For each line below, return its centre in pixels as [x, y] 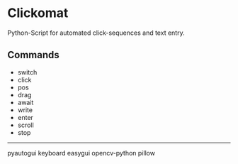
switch [27, 72]
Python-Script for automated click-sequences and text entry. [96, 33]
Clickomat [38, 13]
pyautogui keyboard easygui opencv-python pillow [81, 153]
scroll [25, 125]
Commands [34, 55]
